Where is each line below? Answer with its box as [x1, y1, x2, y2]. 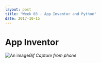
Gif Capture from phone [29, 52, 77, 58]
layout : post [5, 7, 32, 12]
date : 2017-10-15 [5, 16, 40, 21]
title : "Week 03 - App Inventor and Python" [5, 12, 97, 16]
